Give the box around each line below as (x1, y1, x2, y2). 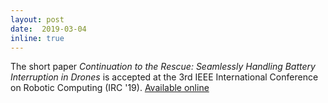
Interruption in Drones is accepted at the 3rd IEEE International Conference (10, 71, 319, 83)
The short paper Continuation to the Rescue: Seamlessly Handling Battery (10, 61, 316, 73)
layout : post (10, 14, 65, 25)
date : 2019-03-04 (10, 24, 87, 34)
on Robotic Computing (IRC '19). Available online (10, 82, 210, 94)
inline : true (10, 33, 65, 43)
